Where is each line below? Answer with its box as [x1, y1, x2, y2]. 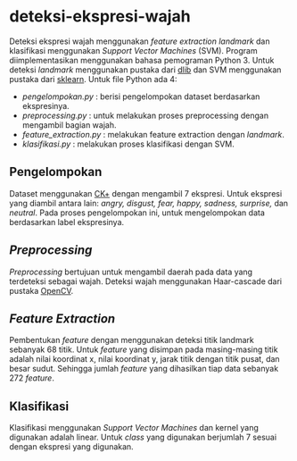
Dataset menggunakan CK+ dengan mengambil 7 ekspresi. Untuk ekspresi [9, 188, 283, 198]
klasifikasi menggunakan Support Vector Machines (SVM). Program [9, 45, 258, 55]
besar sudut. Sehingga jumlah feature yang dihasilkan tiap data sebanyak [9, 364, 279, 374]
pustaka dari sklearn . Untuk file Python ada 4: [9, 73, 177, 84]
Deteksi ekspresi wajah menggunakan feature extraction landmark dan [9, 36, 270, 46]
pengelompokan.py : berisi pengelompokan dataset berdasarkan [21, 91, 260, 102]
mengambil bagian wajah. [21, 119, 117, 130]
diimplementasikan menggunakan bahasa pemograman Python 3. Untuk [9, 54, 275, 65]
